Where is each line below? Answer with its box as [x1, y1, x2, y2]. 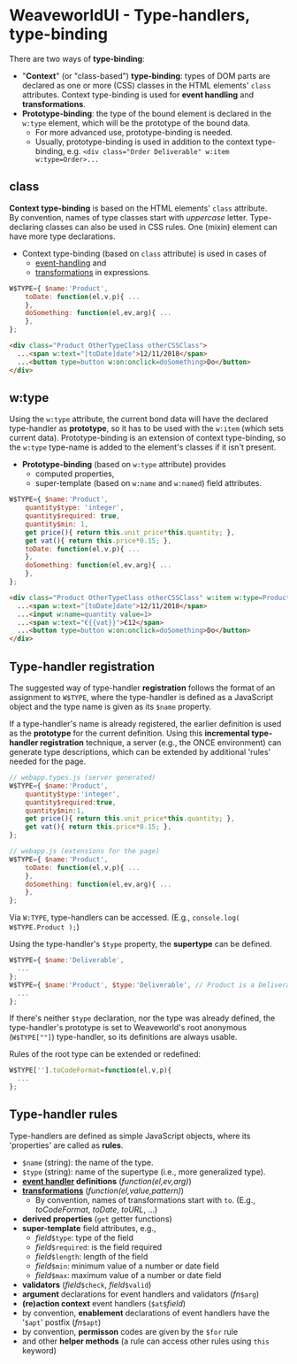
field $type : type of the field [34, 1232, 134, 1243]
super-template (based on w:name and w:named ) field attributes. [34, 478, 263, 489]
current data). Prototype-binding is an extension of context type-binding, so [9, 433, 286, 443]
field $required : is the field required [34, 1241, 163, 1252]
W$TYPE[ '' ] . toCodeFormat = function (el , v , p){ [9, 1066, 172, 1075]
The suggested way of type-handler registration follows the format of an [9, 682, 276, 693]
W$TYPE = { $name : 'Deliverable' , [9, 956, 125, 965]
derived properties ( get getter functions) [21, 1214, 172, 1224]
